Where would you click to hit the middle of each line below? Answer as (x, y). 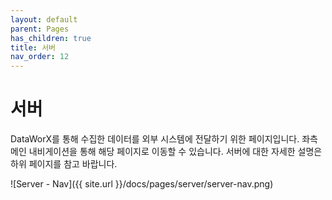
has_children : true (51, 38)
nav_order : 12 (40, 57)
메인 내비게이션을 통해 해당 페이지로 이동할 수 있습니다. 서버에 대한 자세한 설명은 (166, 152)
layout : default (44, 19)
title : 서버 (33, 47)
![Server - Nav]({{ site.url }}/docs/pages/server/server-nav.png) (142, 184)
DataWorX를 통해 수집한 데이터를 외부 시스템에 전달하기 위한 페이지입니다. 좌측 (164, 139)
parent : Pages (40, 29)
